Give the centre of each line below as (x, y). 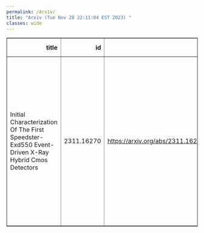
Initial (18, 114)
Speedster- (27, 137)
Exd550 (21, 145)
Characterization (34, 122)
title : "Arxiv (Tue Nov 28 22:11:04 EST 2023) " (69, 18)
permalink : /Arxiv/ (31, 12)
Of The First (27, 130)
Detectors (24, 168)
